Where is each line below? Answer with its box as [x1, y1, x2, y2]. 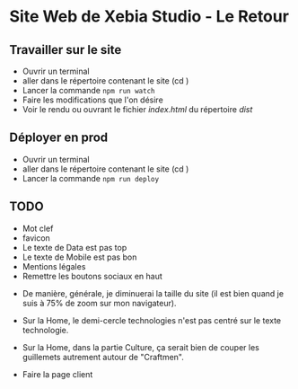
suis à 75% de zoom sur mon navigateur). [22, 297, 177, 308]
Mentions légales [22, 261, 86, 271]
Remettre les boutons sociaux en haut [22, 270, 163, 281]
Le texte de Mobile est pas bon [22, 252, 137, 262]
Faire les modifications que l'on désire [22, 94, 163, 105]
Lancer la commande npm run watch [22, 85, 155, 95]
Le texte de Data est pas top [22, 242, 127, 252]
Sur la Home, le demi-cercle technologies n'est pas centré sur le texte [22, 314, 282, 325]
